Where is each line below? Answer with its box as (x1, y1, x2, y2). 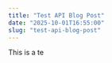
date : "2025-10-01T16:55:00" (8, 19, 105, 27)
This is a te (8, 48, 44, 57)
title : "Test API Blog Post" (8, 11, 105, 20)
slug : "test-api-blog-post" (8, 26, 102, 34)
